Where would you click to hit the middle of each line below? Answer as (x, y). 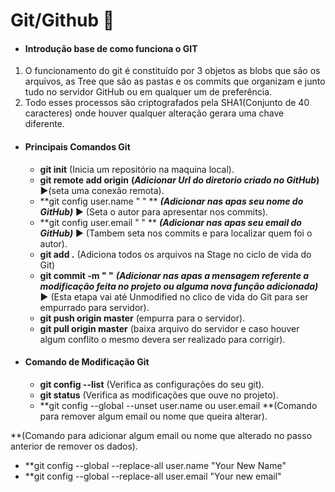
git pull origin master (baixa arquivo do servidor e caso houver (169, 328)
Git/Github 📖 (62, 20)
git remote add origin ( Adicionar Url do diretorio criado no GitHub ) (179, 180)
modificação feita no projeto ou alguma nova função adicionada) (179, 286)
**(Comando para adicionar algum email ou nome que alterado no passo (161, 435)
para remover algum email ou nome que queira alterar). (153, 416)
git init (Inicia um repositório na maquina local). (137, 169)
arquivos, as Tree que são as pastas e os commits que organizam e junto (175, 81)
